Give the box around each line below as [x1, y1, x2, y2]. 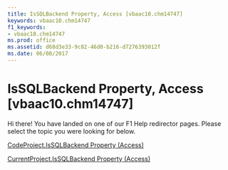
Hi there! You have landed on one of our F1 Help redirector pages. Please [7, 119, 222, 128]
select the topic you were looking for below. [7, 127, 136, 135]
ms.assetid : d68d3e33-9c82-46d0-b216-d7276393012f [7, 43, 161, 51]
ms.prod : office [7, 37, 56, 44]
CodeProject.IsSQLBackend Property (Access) [7, 140, 145, 149]
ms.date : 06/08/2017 [7, 51, 69, 58]
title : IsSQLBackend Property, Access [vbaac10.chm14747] [7, 10, 183, 18]
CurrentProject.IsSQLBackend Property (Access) [7, 154, 151, 163]
